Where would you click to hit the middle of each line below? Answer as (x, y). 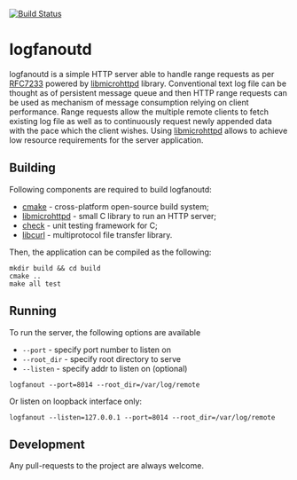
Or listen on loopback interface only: (76, 401)
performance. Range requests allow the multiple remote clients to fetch (139, 112)
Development (47, 444)
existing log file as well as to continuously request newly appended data (141, 121)
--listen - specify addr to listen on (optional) (105, 368)
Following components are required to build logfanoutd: (111, 189)
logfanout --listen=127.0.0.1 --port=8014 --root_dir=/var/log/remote (142, 417)
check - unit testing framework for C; (90, 225)
